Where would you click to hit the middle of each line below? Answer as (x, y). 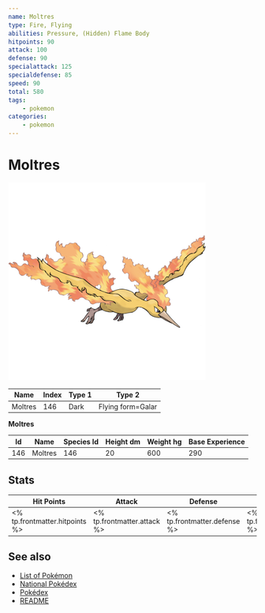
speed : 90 (24, 83)
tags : (17, 100)
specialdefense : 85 (40, 75)
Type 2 (128, 395)
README (34, 601)
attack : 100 (28, 50)
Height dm (123, 442)
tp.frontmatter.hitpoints (49, 521)
